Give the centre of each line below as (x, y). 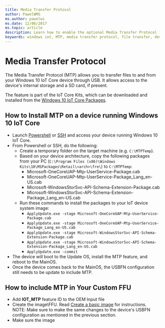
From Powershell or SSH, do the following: (55, 145)
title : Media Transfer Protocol (38, 10)
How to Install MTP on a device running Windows (82, 116)
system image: (34, 208)
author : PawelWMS (23, 14)
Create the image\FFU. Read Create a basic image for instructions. (79, 304)
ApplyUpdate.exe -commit (52, 252)
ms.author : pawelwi (25, 19)
